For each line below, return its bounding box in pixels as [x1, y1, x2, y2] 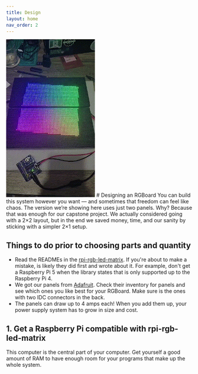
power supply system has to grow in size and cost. [14, 306, 139, 314]
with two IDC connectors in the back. [14, 294, 105, 301]
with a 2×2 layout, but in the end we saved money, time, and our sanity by [6, 217, 186, 224]
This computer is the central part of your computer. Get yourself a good [6, 349, 181, 356]
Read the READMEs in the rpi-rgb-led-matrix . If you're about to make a [14, 256, 187, 263]
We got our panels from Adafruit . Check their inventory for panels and [14, 282, 185, 289]
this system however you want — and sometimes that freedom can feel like [6, 198, 189, 205]
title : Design [6, 9, 41, 15]
